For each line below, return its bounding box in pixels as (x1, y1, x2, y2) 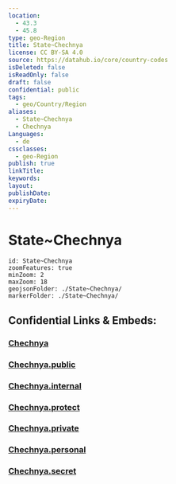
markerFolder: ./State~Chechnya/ (8, 292, 119, 300)
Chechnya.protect (8, 401, 81, 412)
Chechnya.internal (8, 380, 82, 391)
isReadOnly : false (8, 71, 69, 79)
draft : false (8, 78, 52, 86)
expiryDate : (8, 197, 48, 205)
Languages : (8, 130, 44, 138)
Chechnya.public (8, 359, 76, 370)
